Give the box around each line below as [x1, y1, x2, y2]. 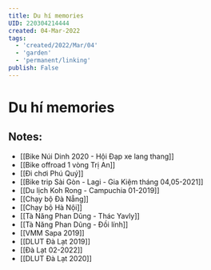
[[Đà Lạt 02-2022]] [19, 245, 83, 255]
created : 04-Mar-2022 [8, 26, 81, 34]
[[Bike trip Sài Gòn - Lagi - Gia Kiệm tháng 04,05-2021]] [19, 177, 204, 187]
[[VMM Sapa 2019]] [19, 228, 86, 237]
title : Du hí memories [8, 11, 84, 20]
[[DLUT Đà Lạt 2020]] [19, 253, 92, 263]
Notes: [8, 130, 42, 144]
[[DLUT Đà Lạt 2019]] [19, 236, 90, 246]
